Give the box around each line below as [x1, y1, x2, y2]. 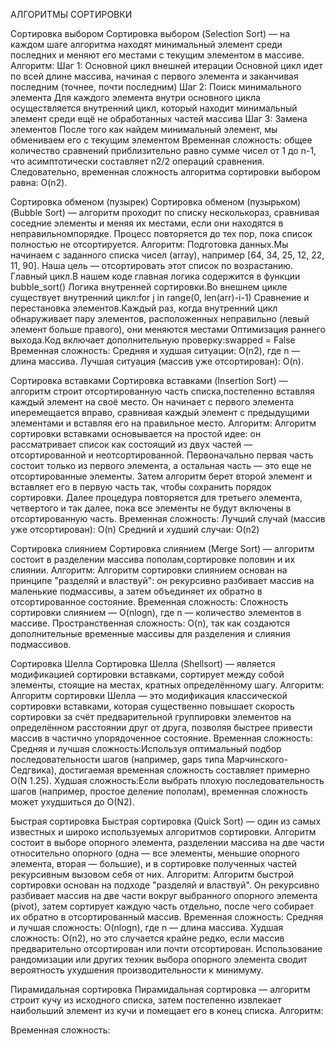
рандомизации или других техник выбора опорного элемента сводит [10, 954, 308, 965]
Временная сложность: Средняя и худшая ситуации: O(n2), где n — [10, 345, 301, 356]
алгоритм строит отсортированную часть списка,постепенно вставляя [10, 385, 315, 397]
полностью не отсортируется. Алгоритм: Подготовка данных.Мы [10, 239, 289, 250]
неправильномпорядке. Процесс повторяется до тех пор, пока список [10, 228, 313, 239]
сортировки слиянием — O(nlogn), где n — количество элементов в [10, 607, 302, 618]
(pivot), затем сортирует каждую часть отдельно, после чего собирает [10, 900, 315, 912]
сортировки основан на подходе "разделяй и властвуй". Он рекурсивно [10, 879, 320, 891]
